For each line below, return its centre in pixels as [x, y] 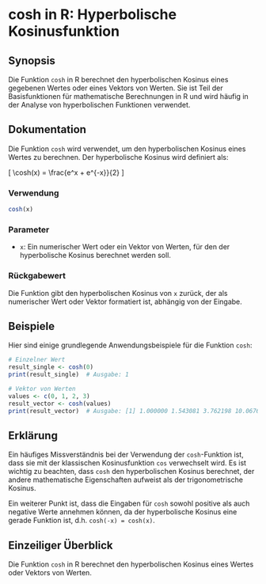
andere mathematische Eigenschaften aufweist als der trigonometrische [126, 480]
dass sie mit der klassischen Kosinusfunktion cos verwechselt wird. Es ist [127, 463]
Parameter [29, 229]
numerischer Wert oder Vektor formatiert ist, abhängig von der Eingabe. [125, 301]
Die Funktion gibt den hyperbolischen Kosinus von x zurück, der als [118, 293]
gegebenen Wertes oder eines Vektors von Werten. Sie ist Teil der [116, 88]
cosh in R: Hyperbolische [92, 15]
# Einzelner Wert [37, 360]
